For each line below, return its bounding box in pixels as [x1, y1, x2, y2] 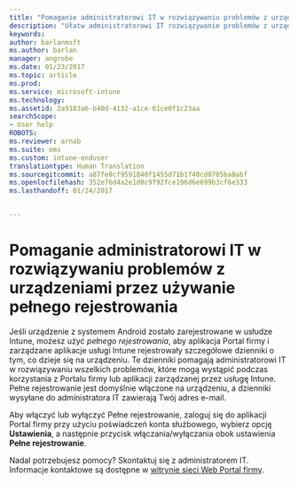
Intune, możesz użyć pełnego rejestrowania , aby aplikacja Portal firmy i [9, 335, 270, 346]
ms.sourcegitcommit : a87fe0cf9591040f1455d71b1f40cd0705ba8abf [9, 170, 248, 179]
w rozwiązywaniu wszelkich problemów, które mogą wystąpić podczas [9, 363, 269, 374]
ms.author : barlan [9, 46, 77, 55]
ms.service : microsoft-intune [9, 87, 122, 96]
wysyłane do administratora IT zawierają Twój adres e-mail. [9, 392, 227, 402]
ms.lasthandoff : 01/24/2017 [9, 186, 114, 195]
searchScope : [9, 112, 58, 121]
